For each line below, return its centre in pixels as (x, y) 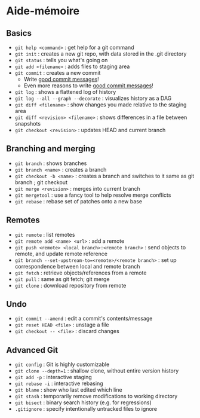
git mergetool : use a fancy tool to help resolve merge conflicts (93, 195)
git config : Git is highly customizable (62, 364)
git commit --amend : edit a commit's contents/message (84, 319)
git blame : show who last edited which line (68, 390)
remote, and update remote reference (61, 254)
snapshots (27, 123)
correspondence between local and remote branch (77, 266)
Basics (19, 33)
